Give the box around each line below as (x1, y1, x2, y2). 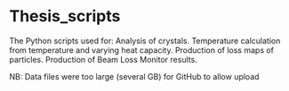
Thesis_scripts (9, 6, 121, 27)
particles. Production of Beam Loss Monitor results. (9, 54, 197, 64)
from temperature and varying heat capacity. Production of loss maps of (9, 44, 274, 55)
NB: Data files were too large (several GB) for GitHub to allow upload (9, 71, 260, 81)
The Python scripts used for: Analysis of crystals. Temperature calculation (9, 35, 281, 46)
